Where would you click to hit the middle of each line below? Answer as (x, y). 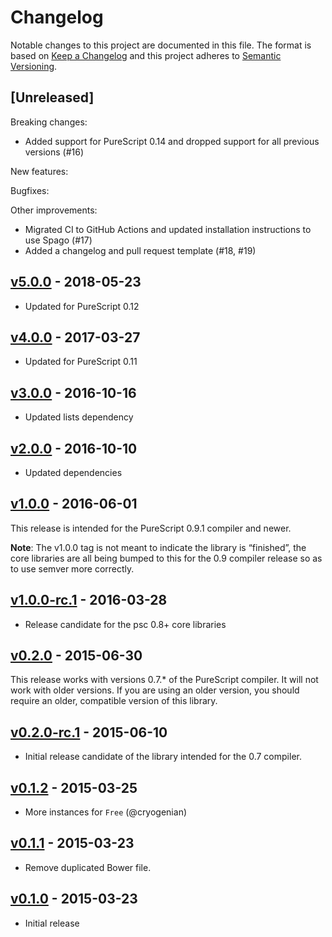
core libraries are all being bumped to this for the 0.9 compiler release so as (166, 558)
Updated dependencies (73, 472)
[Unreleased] (52, 97)
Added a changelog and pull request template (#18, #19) (140, 250)
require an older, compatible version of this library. (114, 701)
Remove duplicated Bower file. (88, 867)
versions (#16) (54, 152)
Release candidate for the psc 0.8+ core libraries (125, 624)
